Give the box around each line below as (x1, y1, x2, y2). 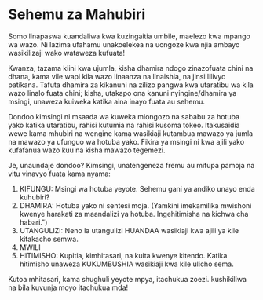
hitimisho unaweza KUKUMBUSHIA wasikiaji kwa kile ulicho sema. (19, 259, 234, 269)
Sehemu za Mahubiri (8, 5, 146, 24)
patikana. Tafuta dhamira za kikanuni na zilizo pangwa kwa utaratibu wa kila (8, 80, 254, 90)
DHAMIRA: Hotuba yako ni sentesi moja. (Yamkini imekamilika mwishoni (19, 200, 252, 210)
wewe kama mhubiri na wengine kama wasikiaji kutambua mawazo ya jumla (8, 128, 254, 138)
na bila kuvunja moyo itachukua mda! (8, 283, 129, 292)
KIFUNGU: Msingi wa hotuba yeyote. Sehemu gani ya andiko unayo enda (19, 184, 255, 193)
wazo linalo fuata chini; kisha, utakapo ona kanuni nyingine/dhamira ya (8, 88, 237, 97)
